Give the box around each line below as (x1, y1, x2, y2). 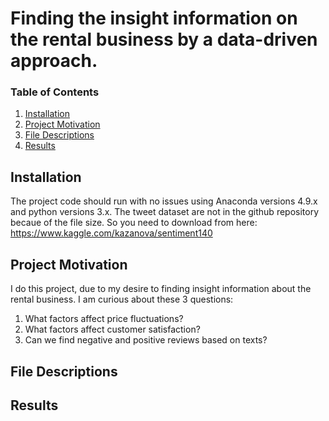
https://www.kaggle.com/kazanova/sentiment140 (10, 227, 213, 239)
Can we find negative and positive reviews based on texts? (24, 334, 268, 346)
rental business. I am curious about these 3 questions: (10, 293, 234, 306)
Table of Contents (10, 85, 100, 99)
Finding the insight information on (10, 7, 298, 30)
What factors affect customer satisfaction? (24, 323, 201, 336)
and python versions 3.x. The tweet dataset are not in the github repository (10, 206, 320, 218)
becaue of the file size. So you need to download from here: (10, 217, 258, 229)
